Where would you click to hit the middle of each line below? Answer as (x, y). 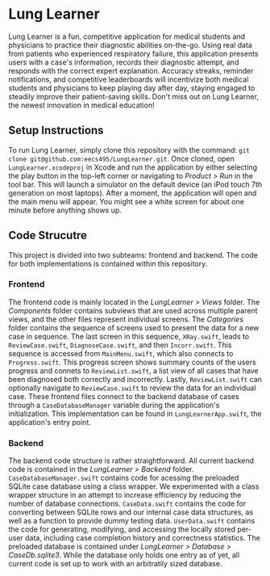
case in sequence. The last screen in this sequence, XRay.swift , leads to (129, 336)
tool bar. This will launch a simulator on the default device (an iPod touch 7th (135, 184)
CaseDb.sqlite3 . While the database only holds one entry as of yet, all (124, 555)
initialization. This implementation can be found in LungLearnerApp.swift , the (135, 414)
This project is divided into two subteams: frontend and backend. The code (133, 254)
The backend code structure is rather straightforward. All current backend (131, 460)
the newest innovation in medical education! (81, 105)
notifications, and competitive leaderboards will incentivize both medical (129, 79)
